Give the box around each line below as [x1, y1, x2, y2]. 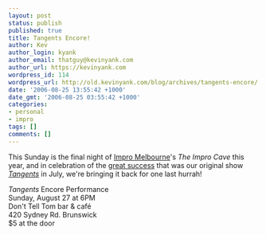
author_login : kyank [8, 49, 77, 57]
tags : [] [8, 123, 37, 131]
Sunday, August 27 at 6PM [8, 193, 96, 202]
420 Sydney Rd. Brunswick [8, 210, 97, 219]
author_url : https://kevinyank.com [8, 64, 127, 72]
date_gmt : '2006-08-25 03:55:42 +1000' [8, 93, 141, 101]
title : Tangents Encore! [8, 33, 91, 42]
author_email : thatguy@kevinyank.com [8, 57, 134, 65]
